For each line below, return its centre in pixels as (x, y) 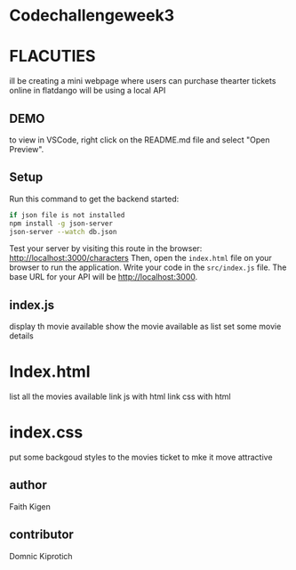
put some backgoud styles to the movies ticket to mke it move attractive (141, 457)
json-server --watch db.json (63, 232)
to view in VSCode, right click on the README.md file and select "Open (140, 140)
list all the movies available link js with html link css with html (120, 396)
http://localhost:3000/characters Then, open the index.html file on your (141, 258)
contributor (41, 535)
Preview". (27, 149)
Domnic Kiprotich (41, 556)
